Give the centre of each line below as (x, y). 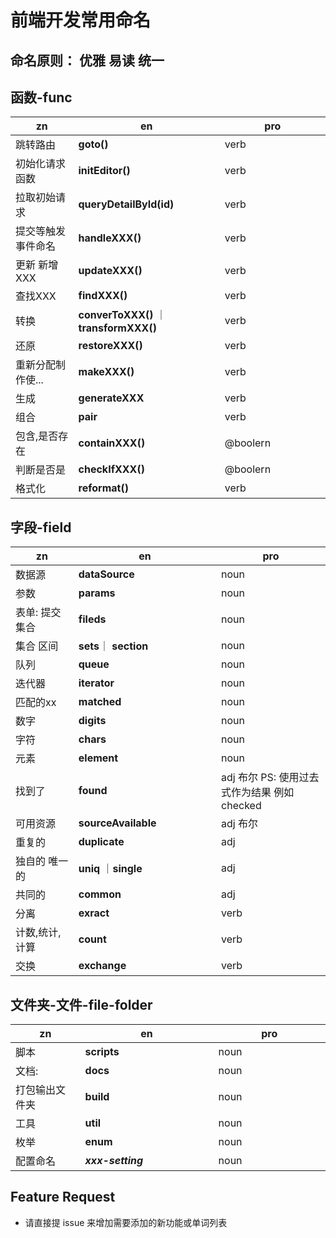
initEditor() (104, 171)
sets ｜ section (113, 646)
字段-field (41, 527)
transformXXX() (117, 328)
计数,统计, (38, 933)
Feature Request (63, 1197)
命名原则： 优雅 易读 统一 (87, 60)
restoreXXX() (110, 346)
